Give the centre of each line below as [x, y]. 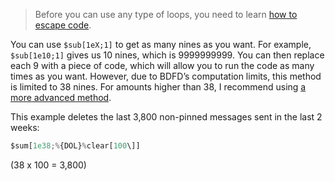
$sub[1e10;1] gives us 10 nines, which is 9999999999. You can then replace [167, 55]
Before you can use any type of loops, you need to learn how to [166, 14]
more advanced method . [61, 97]
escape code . [63, 25]
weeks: [25, 127]
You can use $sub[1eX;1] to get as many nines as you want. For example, [161, 44]
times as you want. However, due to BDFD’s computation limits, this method [166, 76]
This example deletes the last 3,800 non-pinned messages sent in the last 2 [166, 117]
